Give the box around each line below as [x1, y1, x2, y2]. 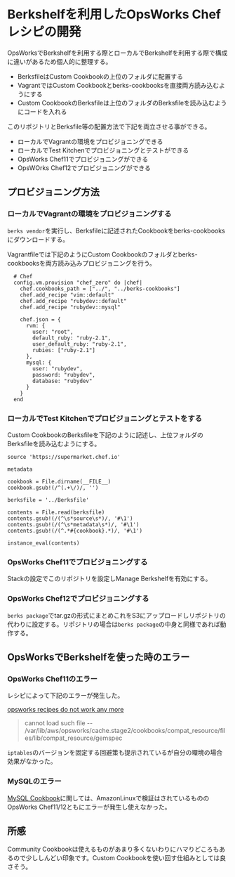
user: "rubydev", [32, 365, 83, 372]
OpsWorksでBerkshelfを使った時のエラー [7, 651, 190, 663]
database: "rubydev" [32, 377, 93, 384]
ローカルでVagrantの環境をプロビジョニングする [7, 209, 172, 219]
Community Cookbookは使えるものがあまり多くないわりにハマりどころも [7, 845, 220, 854]
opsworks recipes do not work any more [7, 706, 124, 714]
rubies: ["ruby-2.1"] [32, 346, 96, 353]
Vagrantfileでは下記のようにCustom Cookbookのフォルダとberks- [7, 250, 198, 259]
